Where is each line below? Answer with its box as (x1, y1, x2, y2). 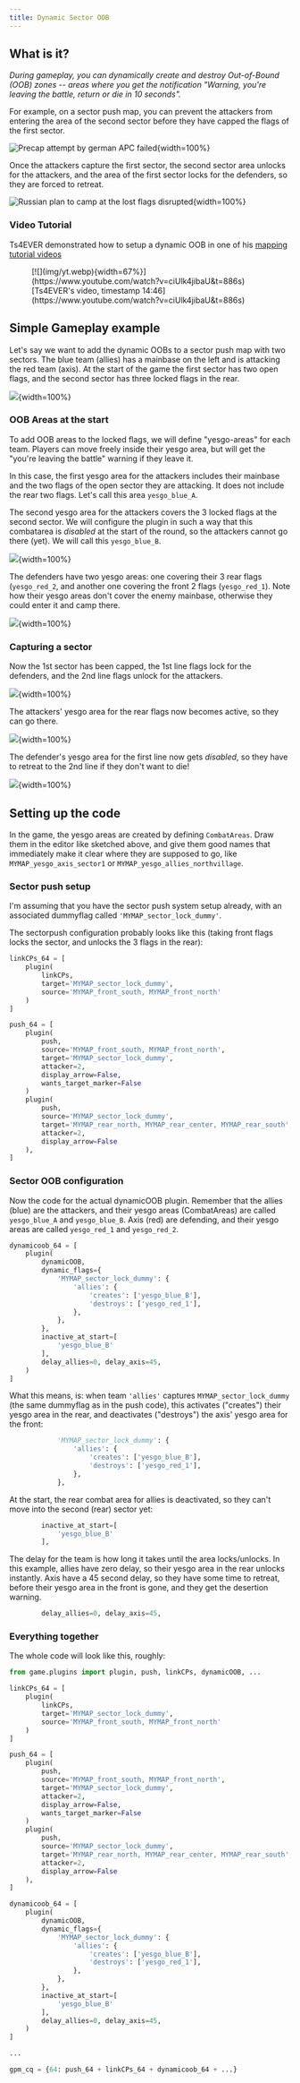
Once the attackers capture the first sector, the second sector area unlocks (9, 160, 286, 171)
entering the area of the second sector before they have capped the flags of (9, 116, 290, 126)
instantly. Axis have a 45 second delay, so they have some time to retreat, (9, 1573, 280, 1583)
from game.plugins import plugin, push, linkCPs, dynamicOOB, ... (9, 1667, 262, 1677)
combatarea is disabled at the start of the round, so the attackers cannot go (9, 526, 288, 536)
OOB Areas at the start (9, 414, 109, 426)
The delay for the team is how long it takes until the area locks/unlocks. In (9, 1554, 280, 1564)
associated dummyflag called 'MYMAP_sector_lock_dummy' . (9, 910, 222, 921)
